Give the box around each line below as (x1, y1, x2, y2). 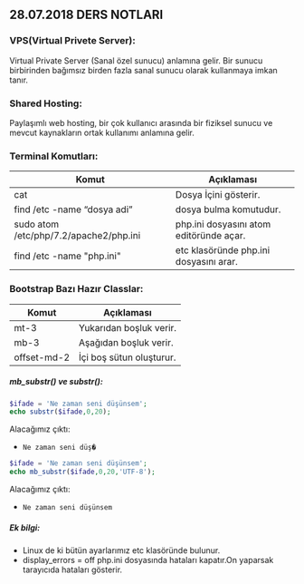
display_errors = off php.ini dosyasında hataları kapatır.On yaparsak (22, 555, 274, 566)
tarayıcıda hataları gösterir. (22, 564, 123, 575)
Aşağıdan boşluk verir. (78, 336, 174, 348)
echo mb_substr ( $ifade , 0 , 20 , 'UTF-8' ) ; (9, 467, 156, 477)
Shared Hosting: (9, 97, 83, 110)
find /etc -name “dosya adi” (14, 203, 133, 216)
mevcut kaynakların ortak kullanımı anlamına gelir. (9, 127, 195, 138)
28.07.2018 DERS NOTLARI (9, 7, 164, 23)
